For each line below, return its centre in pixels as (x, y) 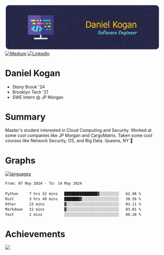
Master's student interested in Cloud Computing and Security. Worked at (78, 130)
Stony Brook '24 (28, 86)
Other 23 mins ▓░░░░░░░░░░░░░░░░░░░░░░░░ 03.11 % (73, 204)
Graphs (20, 160)
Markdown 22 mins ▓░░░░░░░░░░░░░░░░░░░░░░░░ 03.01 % (73, 209)
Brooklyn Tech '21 (30, 92)
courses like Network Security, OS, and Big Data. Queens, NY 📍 (69, 141)
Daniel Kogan (33, 73)
